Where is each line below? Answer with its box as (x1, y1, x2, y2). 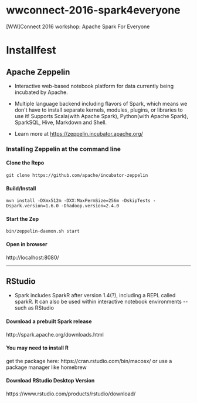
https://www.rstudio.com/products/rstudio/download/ (6, 390, 136, 397)
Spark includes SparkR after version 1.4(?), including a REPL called (14, 292, 176, 299)
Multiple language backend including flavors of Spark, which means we (14, 100, 188, 107)
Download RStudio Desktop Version (6, 377, 95, 384)
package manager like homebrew (6, 364, 87, 371)
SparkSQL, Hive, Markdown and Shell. (14, 119, 107, 126)
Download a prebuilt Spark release (6, 318, 92, 325)
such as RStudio (14, 304, 55, 311)
